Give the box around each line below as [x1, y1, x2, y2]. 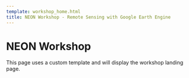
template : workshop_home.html [6, 8, 81, 15]
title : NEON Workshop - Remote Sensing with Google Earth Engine [6, 14, 171, 20]
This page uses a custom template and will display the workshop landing [6, 59, 184, 66]
